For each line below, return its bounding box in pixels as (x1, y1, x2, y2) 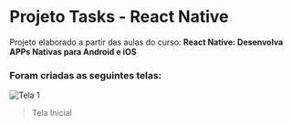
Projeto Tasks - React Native (9, 6, 229, 27)
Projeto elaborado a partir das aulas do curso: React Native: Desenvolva (9, 36, 284, 47)
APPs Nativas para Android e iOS (9, 46, 137, 57)
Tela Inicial (31, 108, 73, 119)
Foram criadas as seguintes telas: (9, 68, 162, 81)
